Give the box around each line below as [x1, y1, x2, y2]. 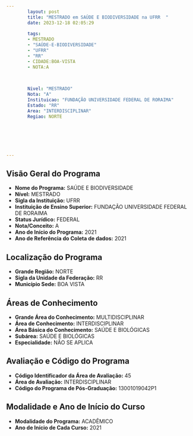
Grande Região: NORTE [14, 268, 74, 275]
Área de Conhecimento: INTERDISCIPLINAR [14, 320, 124, 327]
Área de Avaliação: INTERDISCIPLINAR [14, 378, 112, 385]
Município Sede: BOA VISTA [14, 281, 85, 288]
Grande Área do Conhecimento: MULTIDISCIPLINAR [14, 313, 144, 321]
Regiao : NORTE [27, 114, 62, 120]
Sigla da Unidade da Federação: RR [14, 274, 103, 281]
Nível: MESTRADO [14, 191, 61, 198]
